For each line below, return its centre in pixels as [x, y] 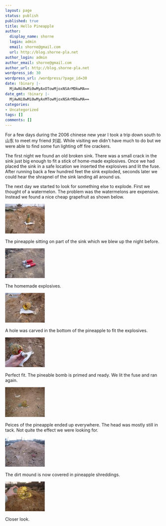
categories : [17, 104]
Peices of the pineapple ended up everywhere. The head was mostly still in [82, 425]
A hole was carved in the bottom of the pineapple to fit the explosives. [77, 331]
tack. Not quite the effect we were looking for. [52, 430]
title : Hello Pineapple [30, 26]
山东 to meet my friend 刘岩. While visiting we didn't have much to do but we [83, 141]
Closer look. [17, 519]
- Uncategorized [22, 110]
